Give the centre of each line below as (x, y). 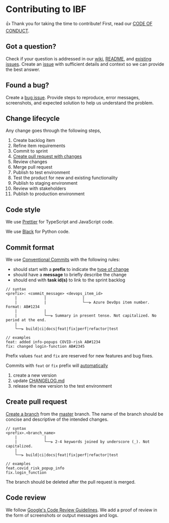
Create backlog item (34, 140)
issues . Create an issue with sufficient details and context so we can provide (85, 64)
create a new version (35, 375)
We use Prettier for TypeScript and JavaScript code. (60, 222)
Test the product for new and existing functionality (65, 178)
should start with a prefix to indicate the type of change (71, 269)
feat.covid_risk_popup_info (35, 468)
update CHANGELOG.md (39, 381)
